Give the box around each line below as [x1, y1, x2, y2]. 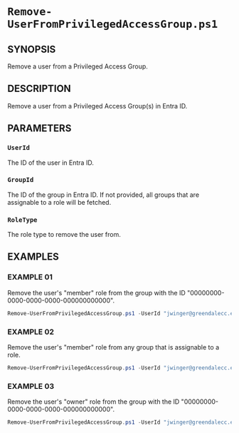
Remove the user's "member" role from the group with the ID [7, 288, 186, 297]
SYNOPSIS [7, 43, 56, 55]
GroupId [7, 176, 34, 184]
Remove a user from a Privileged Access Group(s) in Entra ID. [7, 101, 188, 110]
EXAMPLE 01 [7, 272, 53, 282]
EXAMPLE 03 [7, 381, 55, 391]
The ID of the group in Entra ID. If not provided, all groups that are [7, 190, 200, 199]
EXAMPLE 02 [7, 327, 55, 337]
